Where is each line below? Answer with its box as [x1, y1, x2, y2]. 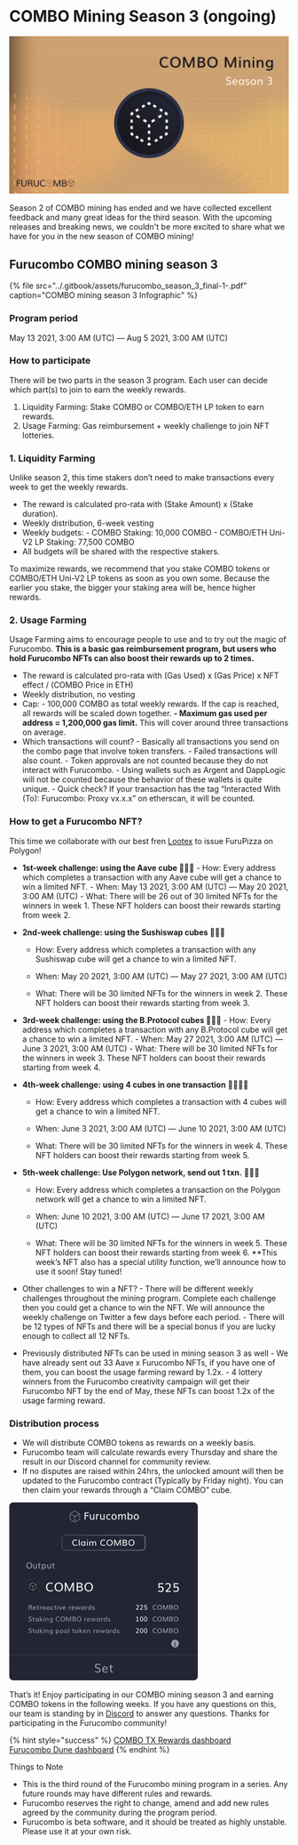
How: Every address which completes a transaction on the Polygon [35, 1184, 281, 1195]
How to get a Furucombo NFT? [9, 816, 143, 828]
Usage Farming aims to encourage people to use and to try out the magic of [9, 634, 286, 645]
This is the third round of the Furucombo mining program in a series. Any [21, 1779, 288, 1790]
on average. [21, 727, 67, 737]
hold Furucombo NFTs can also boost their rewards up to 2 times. [9, 653, 255, 664]
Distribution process [9, 1417, 99, 1430]
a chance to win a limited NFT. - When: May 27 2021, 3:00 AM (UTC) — [21, 1034, 284, 1044]
